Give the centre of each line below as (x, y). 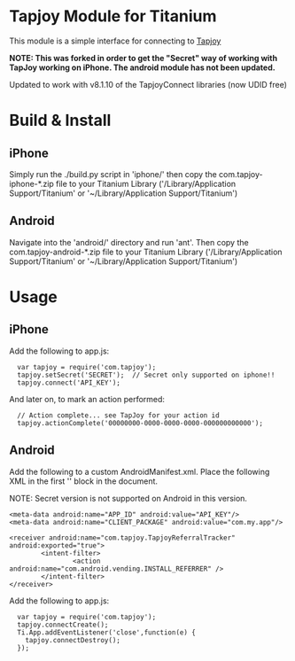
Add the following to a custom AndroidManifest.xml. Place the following (140, 471)
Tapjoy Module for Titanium (113, 16)
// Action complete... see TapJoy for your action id (118, 415)
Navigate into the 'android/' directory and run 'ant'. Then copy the (129, 242)
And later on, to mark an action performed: (87, 399)
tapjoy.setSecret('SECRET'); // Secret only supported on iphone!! (146, 375)
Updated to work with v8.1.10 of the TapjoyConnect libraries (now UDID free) (148, 84)
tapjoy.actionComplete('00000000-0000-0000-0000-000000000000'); (140, 423)
